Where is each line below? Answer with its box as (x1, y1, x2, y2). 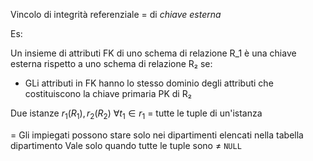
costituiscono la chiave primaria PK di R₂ (24, 88, 192, 99)
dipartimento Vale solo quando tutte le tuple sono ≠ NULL (10, 139, 242, 151)
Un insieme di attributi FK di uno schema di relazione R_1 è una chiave (10, 47, 297, 59)
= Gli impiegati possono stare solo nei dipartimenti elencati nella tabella (10, 129, 304, 141)
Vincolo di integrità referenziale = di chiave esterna (10, 9, 222, 20)
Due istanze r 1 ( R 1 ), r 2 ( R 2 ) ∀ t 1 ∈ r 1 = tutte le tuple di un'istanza (10, 107, 263, 121)
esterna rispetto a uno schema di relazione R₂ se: (10, 58, 213, 69)
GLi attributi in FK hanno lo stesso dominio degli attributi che (24, 77, 274, 89)
